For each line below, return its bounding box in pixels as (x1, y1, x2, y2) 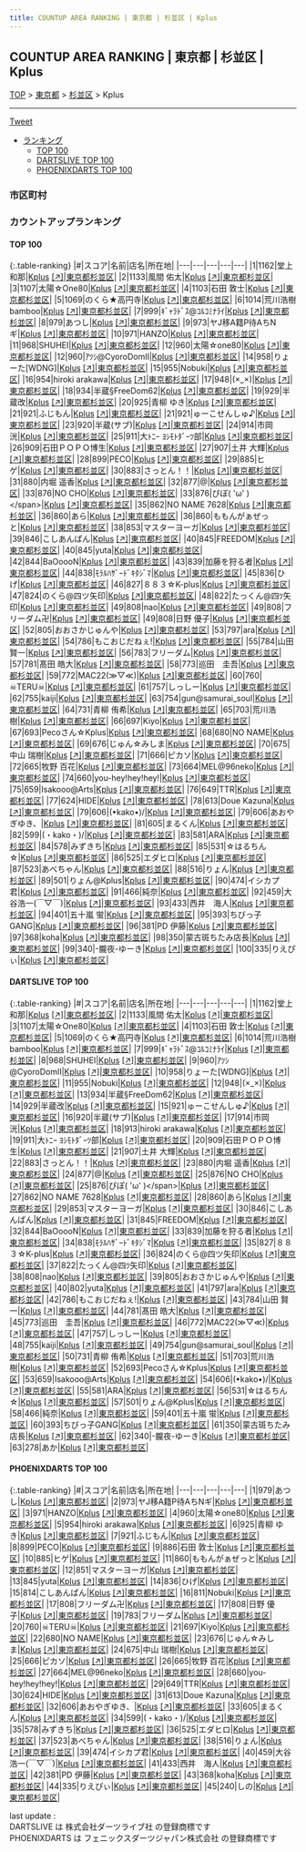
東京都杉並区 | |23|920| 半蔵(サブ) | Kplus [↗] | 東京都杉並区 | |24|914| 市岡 (9, 420, 273, 431)
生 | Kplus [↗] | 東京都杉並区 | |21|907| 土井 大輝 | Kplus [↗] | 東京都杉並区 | (9, 1145, 267, 1157)
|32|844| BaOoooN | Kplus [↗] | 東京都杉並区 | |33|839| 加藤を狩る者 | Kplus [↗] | (9, 1225, 293, 1236)
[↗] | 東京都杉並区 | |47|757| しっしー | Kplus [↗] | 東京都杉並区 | (9, 1327, 232, 1339)
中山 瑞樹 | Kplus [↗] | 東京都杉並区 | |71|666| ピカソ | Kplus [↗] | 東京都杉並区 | (9, 750, 283, 761)
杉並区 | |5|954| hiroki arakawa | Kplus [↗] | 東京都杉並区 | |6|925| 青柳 (25, 1519, 274, 1530)
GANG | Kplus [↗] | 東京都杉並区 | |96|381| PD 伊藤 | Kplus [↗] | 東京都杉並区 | (9, 921, 278, 932)
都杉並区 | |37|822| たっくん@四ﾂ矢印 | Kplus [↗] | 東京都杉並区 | (9, 1259, 238, 1271)
